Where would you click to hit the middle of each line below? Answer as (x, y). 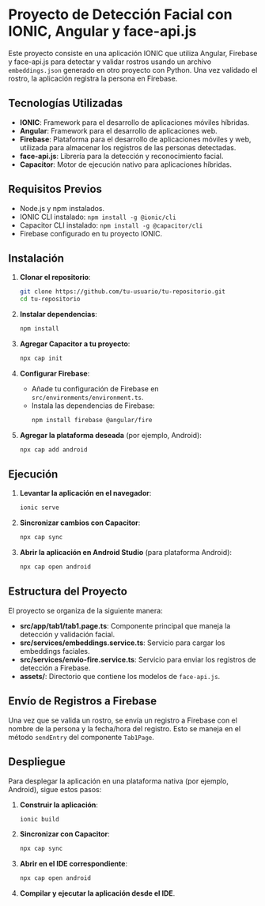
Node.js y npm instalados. (62, 208)
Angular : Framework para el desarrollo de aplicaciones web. (118, 130)
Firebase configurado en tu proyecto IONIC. (91, 233)
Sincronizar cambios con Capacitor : (80, 523)
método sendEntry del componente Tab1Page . (81, 737)
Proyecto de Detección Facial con (120, 15)
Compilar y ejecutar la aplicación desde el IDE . (97, 893)
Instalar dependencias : (58, 315)
